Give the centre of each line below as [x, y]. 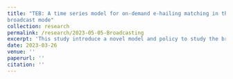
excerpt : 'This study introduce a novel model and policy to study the [113, 39]
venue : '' [21, 52]
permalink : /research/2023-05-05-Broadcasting [76, 33]
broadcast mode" [31, 20]
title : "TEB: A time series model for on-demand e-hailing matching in [113, 13]
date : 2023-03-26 [32, 45]
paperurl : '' [26, 58]
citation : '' [26, 65]
